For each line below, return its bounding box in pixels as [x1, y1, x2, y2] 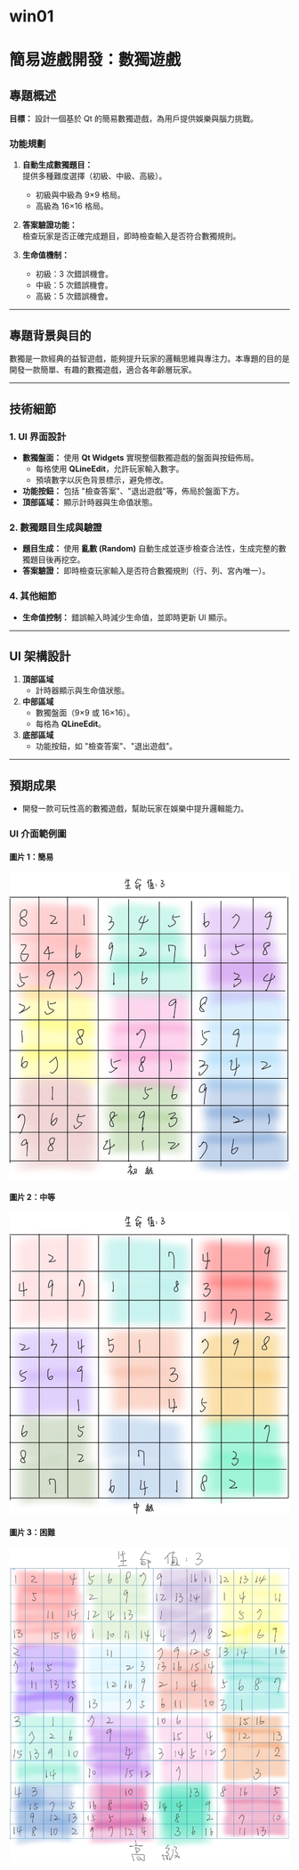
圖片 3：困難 [9, 1527, 56, 1538]
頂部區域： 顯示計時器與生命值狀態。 [21, 496, 158, 507]
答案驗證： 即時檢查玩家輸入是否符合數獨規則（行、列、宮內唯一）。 [21, 566, 271, 576]
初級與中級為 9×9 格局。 [35, 190, 126, 200]
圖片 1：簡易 [9, 851, 54, 862]
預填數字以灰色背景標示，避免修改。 [35, 474, 169, 485]
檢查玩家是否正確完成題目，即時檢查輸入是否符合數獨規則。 [21, 231, 241, 241]
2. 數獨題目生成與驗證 [9, 521, 102, 534]
